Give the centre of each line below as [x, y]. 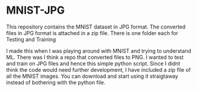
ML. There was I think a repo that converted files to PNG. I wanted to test [95, 57]
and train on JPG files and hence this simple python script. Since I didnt [93, 64]
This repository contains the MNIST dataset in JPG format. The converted [96, 27]
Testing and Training [31, 39]
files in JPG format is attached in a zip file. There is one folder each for [92, 33]
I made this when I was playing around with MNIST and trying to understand [98, 50]
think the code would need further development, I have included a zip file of [98, 69]
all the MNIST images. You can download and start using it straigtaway [92, 76]
